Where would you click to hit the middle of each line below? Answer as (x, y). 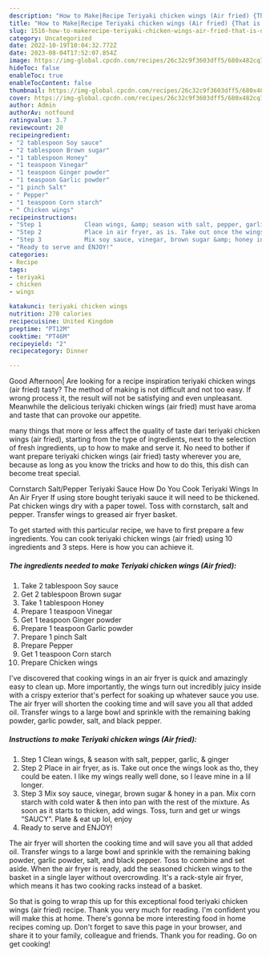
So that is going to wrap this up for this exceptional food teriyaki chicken (128, 902)
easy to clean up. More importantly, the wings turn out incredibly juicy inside (135, 686)
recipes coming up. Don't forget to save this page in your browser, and (126, 927)
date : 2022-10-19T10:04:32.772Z (63, 46)
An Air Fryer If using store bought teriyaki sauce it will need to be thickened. (134, 498)
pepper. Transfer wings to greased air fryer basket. (93, 515)
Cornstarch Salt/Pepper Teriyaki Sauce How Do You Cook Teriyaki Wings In (134, 489)
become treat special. (45, 474)
